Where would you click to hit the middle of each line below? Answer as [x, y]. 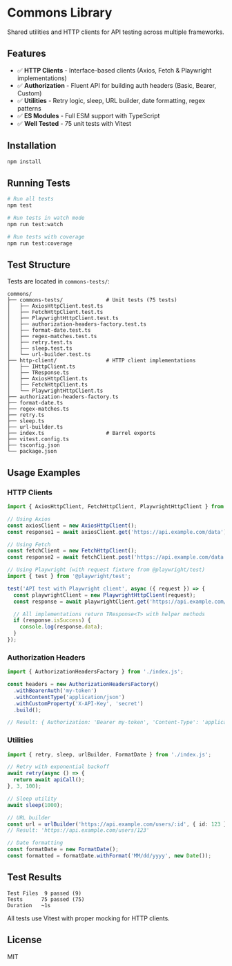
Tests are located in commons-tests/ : [59, 281]
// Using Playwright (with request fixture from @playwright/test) [106, 570]
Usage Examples [44, 473]
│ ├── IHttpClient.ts [41, 367]
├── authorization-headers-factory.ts [63, 397]
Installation [32, 146]
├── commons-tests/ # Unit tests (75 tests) [92, 300]
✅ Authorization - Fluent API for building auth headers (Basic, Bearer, [116, 85]
